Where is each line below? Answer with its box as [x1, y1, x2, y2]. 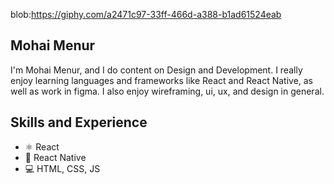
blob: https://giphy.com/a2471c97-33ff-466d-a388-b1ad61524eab [10, 9, 282, 20]
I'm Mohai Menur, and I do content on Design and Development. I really [10, 64, 303, 76]
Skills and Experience [10, 114, 148, 131]
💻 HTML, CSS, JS [24, 162, 101, 174]
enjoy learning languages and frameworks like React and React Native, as [10, 74, 314, 86]
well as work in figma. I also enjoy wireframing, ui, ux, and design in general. [10, 85, 325, 97]
